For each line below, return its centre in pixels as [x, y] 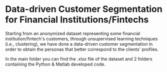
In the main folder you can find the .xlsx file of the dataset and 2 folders [79, 59]
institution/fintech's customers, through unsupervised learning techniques [81, 39]
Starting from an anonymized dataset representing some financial [73, 33]
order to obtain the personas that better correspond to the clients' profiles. [82, 49]
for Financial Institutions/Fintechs [77, 20]
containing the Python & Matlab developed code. [55, 64]
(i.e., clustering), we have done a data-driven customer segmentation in [79, 44]
